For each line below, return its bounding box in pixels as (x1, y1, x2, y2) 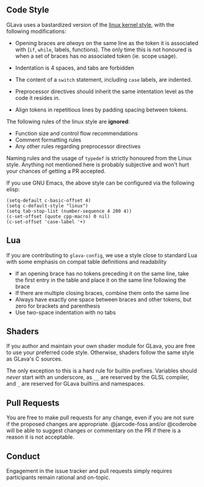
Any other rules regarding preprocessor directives (15, 143, 141, 150)
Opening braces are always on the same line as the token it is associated (15, 39, 199, 46)
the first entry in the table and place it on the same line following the (15, 276, 186, 283)
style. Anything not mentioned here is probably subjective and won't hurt (6, 161, 189, 168)
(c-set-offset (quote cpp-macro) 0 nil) (6, 213, 111, 219)
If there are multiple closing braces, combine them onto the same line (15, 289, 190, 296)
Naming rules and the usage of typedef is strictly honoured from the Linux (6, 154, 192, 162)
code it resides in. (15, 94, 60, 101)
